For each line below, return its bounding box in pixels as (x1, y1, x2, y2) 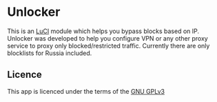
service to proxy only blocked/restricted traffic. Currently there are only (7, 41, 210, 50)
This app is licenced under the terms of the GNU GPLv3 (7, 87, 165, 95)
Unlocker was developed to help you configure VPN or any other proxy (7, 34, 208, 42)
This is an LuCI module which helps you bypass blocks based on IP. (7, 27, 200, 35)
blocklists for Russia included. (7, 49, 92, 57)
